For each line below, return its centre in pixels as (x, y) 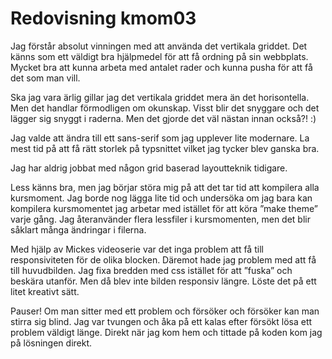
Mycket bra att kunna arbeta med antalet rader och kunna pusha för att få (161, 67)
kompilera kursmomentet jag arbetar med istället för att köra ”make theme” (164, 208)
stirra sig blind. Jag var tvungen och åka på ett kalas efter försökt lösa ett (161, 321)
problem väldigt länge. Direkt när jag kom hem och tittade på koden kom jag (166, 332)
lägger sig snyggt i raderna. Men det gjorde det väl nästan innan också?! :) (163, 118)
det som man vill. (45, 78)
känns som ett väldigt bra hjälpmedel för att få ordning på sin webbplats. (159, 56)
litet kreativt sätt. (45, 291)
